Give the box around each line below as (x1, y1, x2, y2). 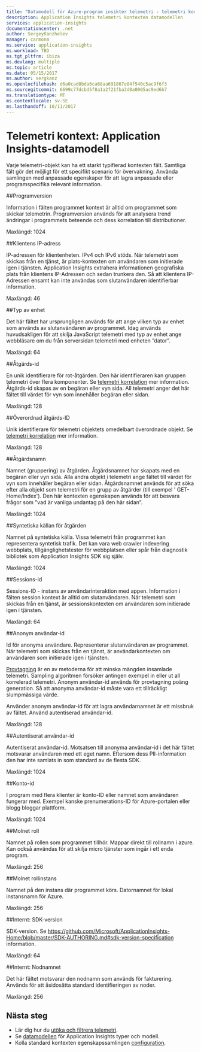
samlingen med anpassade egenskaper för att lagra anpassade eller (6, 174, 174, 181)
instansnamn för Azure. (6, 893, 64, 900)
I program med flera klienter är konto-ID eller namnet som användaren (6, 792, 179, 799)
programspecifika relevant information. (6, 181, 102, 188)
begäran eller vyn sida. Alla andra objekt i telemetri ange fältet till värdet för (6, 474, 192, 481)
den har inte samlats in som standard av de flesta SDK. (6, 757, 142, 764)
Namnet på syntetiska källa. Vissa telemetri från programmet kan (6, 533, 166, 541)
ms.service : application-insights (6, 43, 93, 48)
